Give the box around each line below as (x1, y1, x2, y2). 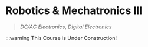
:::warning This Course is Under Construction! (5, 34, 117, 41)
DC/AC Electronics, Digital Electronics (19, 23, 112, 30)
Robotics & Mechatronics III (5, 4, 143, 17)
